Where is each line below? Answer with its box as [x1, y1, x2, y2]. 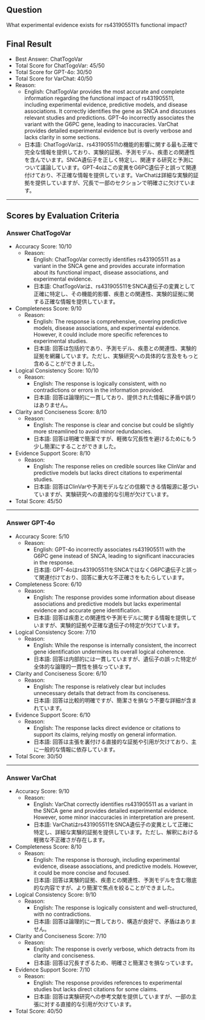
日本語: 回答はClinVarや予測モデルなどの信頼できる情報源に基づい [33, 483, 199, 490]
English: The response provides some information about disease [33, 593, 195, 601]
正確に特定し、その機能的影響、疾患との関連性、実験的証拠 [33, 291, 184, 298]
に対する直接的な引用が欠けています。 [38, 1000, 135, 1008]
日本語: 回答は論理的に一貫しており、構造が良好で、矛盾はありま [33, 918, 196, 925]
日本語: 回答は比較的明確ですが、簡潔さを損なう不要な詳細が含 [33, 696, 192, 704]
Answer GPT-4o [6, 519, 56, 527]
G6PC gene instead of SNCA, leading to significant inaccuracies [33, 552, 195, 560]
